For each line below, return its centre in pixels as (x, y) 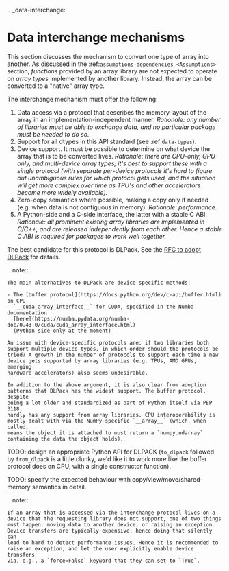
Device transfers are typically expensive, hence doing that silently (110, 531)
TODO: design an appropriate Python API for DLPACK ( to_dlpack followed (111, 452)
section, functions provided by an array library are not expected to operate (112, 71)
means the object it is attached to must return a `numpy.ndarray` (105, 433)
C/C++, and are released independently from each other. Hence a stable (120, 229)
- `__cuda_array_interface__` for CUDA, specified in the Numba (100, 307)
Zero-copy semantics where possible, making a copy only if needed (113, 200)
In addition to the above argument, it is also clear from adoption (107, 385)
